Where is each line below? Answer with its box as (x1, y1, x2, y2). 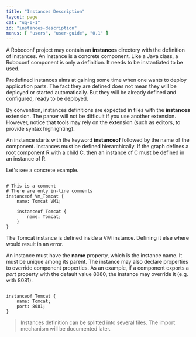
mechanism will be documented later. (20, 325, 111, 332)
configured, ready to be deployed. (6, 95, 89, 103)
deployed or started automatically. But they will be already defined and (6, 89, 177, 96)
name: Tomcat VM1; (16, 199, 61, 205)
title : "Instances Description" (6, 8, 85, 15)
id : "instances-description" (6, 25, 77, 31)
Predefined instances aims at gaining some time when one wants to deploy (6, 77, 187, 84)
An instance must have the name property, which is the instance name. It (6, 252, 183, 259)
